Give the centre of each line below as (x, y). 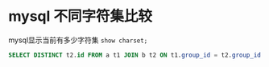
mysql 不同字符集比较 (81, 16)
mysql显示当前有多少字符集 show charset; (78, 40)
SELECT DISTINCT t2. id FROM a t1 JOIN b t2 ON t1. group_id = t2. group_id (135, 55)
